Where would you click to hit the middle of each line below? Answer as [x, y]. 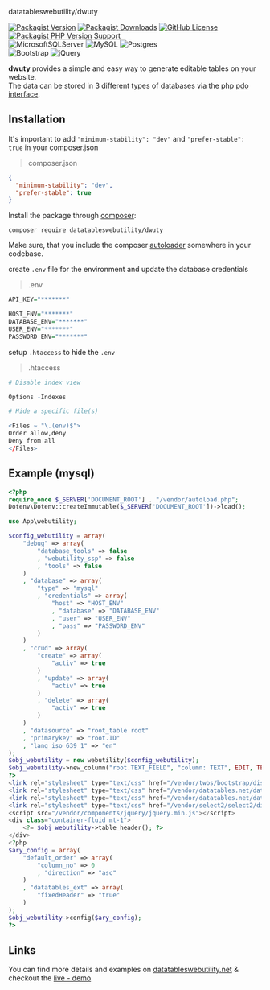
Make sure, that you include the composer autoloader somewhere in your [130, 245]
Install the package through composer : [72, 216]
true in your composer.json [53, 147]
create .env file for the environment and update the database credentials [129, 270]
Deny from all [32, 441]
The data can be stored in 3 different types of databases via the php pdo [129, 85]
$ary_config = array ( [45, 850]
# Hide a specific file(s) [53, 411]
